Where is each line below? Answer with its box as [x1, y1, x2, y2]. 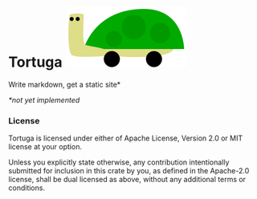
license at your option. [8, 142, 83, 152]
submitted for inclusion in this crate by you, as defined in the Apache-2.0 [8, 166, 250, 176]
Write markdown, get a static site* [8, 79, 121, 89]
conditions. [8, 183, 46, 193]
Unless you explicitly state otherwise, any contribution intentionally [8, 157, 230, 167]
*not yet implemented [8, 95, 80, 104]
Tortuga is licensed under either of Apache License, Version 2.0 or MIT [8, 133, 243, 143]
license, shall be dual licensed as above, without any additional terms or [8, 175, 247, 185]
